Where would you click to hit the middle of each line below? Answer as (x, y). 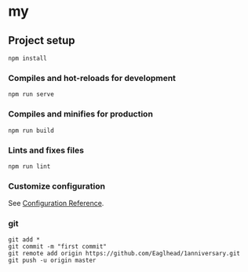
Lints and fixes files (46, 150)
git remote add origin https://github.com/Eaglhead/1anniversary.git (124, 254)
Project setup (42, 40)
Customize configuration (57, 186)
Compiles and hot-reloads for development (92, 78)
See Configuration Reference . (56, 204)
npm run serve (31, 94)
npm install (27, 58)
